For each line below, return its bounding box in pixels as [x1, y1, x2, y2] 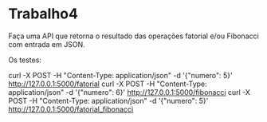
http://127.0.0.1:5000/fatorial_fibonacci [8, 104, 134, 114]
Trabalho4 [8, 5, 78, 23]
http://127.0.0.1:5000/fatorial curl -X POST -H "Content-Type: [8, 79, 207, 89]
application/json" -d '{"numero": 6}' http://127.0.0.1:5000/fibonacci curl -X [8, 87, 251, 96]
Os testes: [8, 55, 42, 65]
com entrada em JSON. [8, 39, 85, 49]
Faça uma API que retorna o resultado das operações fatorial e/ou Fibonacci [8, 31, 259, 41]
